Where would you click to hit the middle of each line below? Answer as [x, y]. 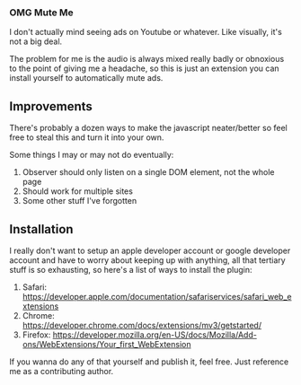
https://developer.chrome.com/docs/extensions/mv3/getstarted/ [142, 325]
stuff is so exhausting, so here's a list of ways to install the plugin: [131, 269]
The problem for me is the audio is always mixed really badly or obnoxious [147, 59]
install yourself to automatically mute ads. [86, 78]
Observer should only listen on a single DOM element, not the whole [148, 172]
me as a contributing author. [62, 371]
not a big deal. [36, 41]
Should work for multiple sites [77, 191]
